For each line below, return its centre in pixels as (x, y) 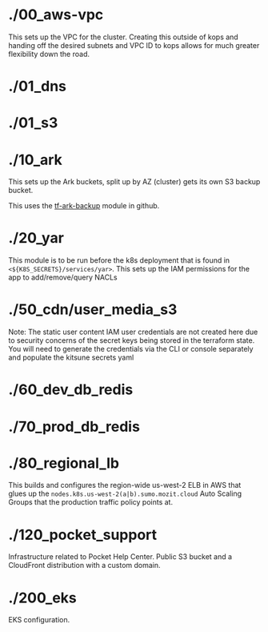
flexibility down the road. (49, 54)
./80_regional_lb (64, 463)
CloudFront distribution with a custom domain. (85, 566)
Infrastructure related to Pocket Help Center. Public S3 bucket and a (120, 557)
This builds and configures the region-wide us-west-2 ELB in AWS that (125, 485)
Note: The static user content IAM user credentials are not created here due (133, 332)
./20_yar (36, 238)
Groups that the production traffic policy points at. (91, 502)
